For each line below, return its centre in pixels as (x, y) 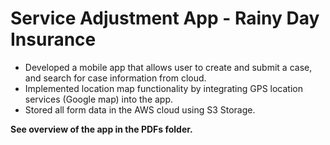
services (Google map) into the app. (99, 99)
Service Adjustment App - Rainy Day (165, 18)
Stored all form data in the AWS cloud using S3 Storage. (140, 109)
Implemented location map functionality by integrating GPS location (163, 88)
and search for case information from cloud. (115, 78)
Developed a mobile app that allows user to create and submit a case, (168, 67)
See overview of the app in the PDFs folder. (101, 129)
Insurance (53, 39)
